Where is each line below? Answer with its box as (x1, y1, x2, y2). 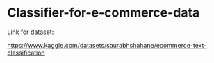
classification (7, 48, 45, 57)
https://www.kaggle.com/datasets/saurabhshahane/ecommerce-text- (7, 41, 207, 49)
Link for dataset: (7, 28, 54, 36)
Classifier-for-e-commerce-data (7, 5, 200, 21)
